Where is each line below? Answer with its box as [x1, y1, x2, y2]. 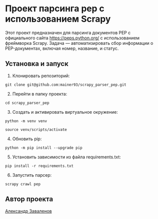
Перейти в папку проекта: [12, 91, 67, 96]
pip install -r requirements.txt [5, 163, 74, 168]
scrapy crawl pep [5, 182, 41, 187]
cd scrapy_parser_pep [5, 100, 50, 105]
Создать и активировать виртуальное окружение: [12, 109, 118, 115]
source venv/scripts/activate [5, 127, 67, 132]
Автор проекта [5, 195, 53, 203]
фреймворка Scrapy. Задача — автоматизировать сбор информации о [5, 40, 154, 46]
